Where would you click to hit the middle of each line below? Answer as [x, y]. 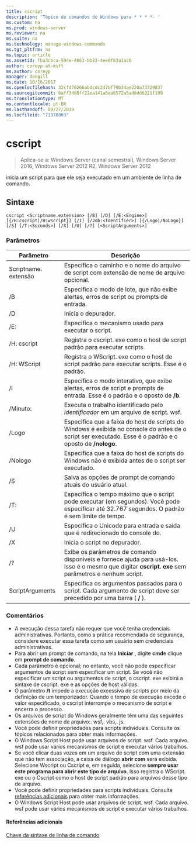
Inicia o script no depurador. [103, 543]
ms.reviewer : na [26, 33]
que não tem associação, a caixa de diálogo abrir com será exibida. [96, 759]
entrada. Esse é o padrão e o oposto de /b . [122, 395]
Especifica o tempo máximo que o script [119, 494]
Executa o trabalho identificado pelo [113, 405]
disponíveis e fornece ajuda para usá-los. [121, 559]
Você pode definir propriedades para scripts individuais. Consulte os [97, 728]
